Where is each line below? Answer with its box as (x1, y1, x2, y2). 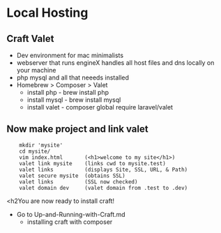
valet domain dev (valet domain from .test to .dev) (19, 184, 188, 191)
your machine (16, 66, 56, 74)
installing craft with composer (26, 218, 113, 226)
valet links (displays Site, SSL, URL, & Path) (19, 166, 188, 173)
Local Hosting (6, 5, 89, 21)
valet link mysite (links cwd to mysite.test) (19, 160, 167, 167)
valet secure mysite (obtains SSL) (19, 172, 126, 179)
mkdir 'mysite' (19, 142, 63, 149)
